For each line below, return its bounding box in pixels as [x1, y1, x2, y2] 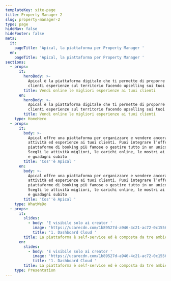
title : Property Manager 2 [5, 12, 63, 17]
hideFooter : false [5, 31, 44, 36]
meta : [5, 36, 17, 41]
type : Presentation [14, 268, 56, 273]
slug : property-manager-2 [5, 17, 60, 22]
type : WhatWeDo [14, 202, 47, 207]
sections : [5, 60, 26, 65]
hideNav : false [5, 26, 38, 32]
